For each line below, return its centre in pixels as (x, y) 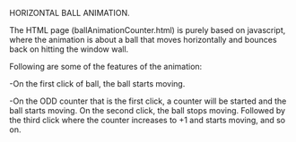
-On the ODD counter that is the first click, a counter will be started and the (148, 101)
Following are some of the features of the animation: (106, 67)
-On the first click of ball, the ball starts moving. (97, 84)
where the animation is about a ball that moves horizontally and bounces (143, 40)
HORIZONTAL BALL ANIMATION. (70, 13)
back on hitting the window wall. (69, 49)
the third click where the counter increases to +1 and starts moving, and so (148, 120)
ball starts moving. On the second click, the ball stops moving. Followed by (147, 110)
